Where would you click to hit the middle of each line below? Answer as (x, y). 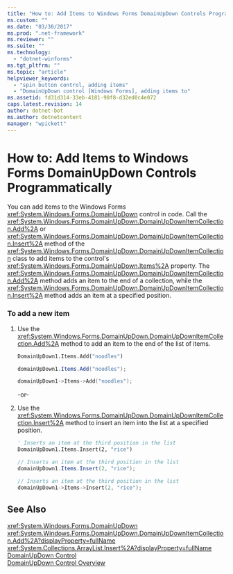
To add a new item (38, 314)
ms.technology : (29, 53)
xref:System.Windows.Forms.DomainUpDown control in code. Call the (107, 214)
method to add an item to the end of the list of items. (136, 343)
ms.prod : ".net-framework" (46, 33)
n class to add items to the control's (58, 259)
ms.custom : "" (28, 20)
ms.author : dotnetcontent (44, 117)
